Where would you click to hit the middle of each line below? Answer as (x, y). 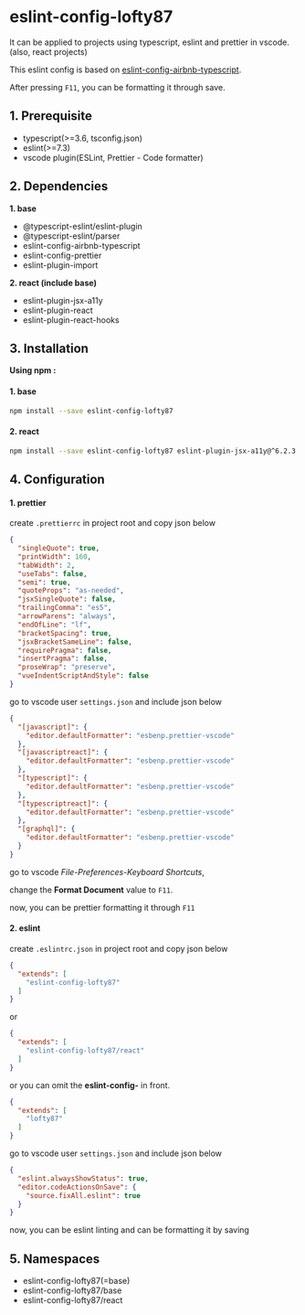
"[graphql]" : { (47, 829)
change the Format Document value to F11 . (91, 890)
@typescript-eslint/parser (71, 236)
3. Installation (49, 348)
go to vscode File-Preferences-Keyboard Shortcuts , (107, 871)
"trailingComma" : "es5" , (65, 608)
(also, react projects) (49, 51)
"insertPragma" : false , (63, 659)
